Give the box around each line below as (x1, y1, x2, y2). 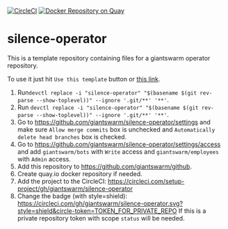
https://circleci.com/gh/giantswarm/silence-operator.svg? (17, 199, 183, 207)
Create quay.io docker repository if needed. (17, 169, 142, 177)
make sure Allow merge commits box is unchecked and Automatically (17, 125, 215, 134)
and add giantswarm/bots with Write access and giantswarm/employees (17, 147, 219, 156)
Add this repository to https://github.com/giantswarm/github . (17, 162, 193, 171)
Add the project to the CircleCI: (17, 177, 106, 185)
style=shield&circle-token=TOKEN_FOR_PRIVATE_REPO (17, 206, 177, 215)
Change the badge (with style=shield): (17, 191, 127, 200)
